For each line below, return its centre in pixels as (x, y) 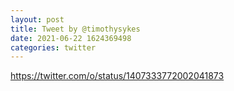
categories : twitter (53, 47)
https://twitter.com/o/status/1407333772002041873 (117, 76)
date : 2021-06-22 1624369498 (71, 38)
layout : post (37, 19)
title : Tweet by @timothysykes (75, 29)
